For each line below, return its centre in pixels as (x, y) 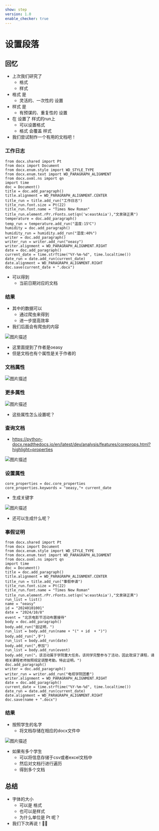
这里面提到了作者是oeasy (37, 347)
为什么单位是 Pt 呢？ (40, 817)
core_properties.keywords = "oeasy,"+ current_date (58, 488)
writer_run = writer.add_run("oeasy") (44, 241)
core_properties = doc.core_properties (45, 484)
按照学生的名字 (27, 724)
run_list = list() (24, 600)
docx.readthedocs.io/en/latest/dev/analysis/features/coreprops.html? (81, 444)
